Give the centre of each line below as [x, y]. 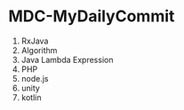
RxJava [35, 41]
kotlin [31, 97]
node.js [35, 78]
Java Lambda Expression [67, 59]
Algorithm [39, 50]
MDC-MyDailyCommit [92, 16]
